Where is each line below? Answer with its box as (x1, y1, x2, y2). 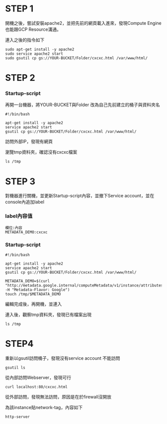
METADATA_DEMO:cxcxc (5, 230, 48, 235)
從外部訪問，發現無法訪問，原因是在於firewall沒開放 (5, 394, 112, 400)
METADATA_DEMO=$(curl (5, 279, 50, 283)
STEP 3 (5, 175, 36, 187)
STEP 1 (5, 3, 34, 14)
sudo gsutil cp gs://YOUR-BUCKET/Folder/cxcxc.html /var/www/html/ (5, 55, 148, 60)
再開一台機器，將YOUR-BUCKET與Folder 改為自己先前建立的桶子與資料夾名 (5, 102, 160, 108)
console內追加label (5, 199, 45, 205)
